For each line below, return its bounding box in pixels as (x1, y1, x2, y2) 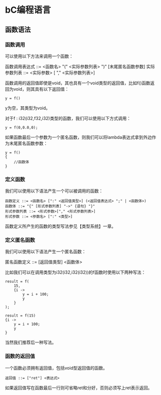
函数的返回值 (5, 353, 36, 360)
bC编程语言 (5, 4, 51, 16)
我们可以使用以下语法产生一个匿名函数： (5, 249, 86, 255)
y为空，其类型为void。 (5, 105, 50, 111)
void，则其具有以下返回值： (13, 86, 69, 92)
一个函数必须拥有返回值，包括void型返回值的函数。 (5, 365, 107, 371)
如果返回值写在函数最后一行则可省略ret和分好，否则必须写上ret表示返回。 (5, 385, 152, 391)
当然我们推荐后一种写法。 (5, 339, 56, 345)
